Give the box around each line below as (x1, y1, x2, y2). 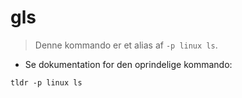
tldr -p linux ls (10, 77, 83, 88)
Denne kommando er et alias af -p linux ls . (34, 39, 218, 51)
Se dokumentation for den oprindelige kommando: (24, 58, 233, 70)
